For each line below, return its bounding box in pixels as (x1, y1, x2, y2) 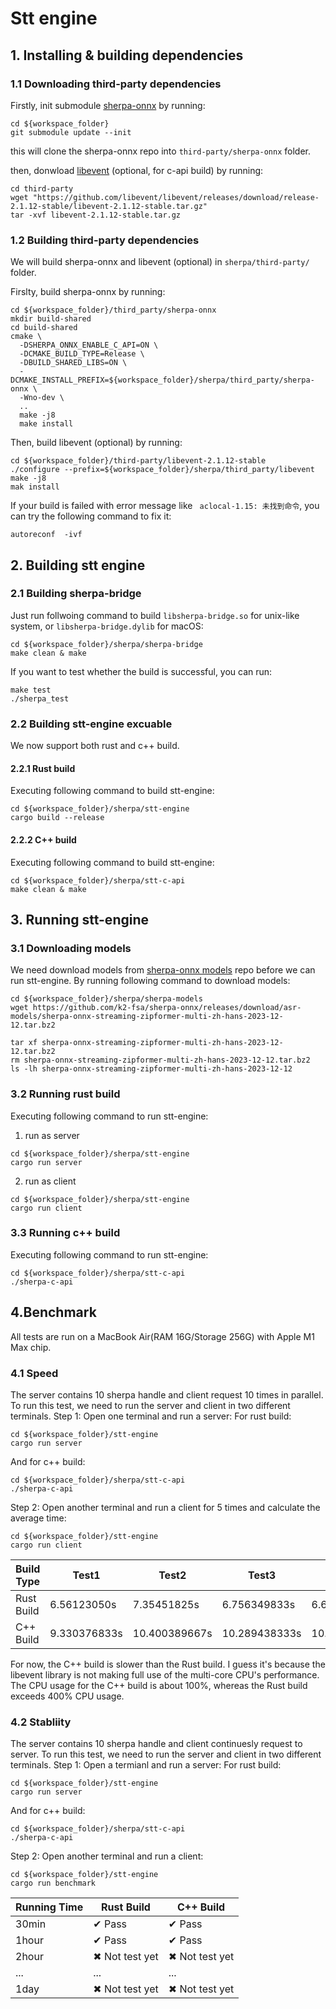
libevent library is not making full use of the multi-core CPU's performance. (10, 1668, 320, 1681)
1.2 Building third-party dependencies (10, 233, 200, 247)
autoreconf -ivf (10, 530, 83, 540)
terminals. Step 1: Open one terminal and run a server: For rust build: (10, 1410, 292, 1422)
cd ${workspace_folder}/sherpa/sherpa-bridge (10, 639, 203, 649)
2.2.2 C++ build (10, 833, 77, 846)
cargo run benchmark (10, 1878, 97, 1889)
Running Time (15, 1900, 84, 1914)
